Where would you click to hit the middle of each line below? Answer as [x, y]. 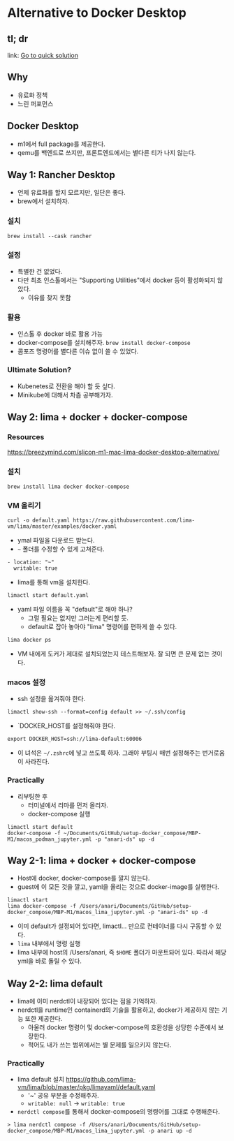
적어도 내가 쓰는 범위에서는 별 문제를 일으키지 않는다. [100, 1045]
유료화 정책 [32, 95]
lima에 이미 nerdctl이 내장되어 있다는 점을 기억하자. [87, 1001]
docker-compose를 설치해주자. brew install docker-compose [104, 343]
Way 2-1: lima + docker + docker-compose [102, 860]
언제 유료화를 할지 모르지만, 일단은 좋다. [71, 193]
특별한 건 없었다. [40, 272]
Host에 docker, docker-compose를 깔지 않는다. [83, 878]
